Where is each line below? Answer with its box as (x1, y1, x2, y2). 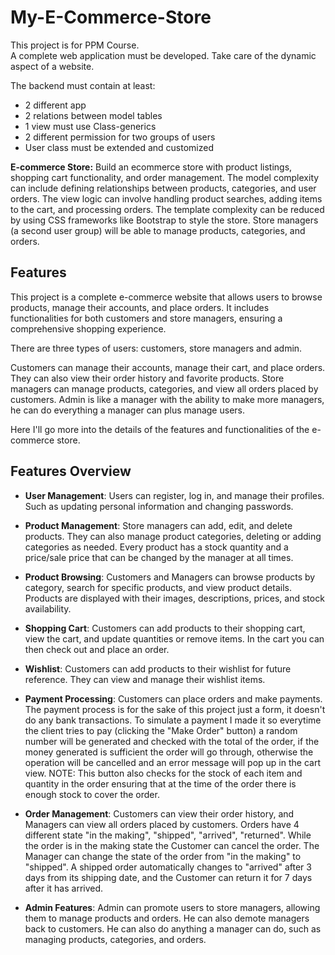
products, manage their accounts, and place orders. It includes (10, 301, 270, 313)
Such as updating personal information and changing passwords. (24, 500, 294, 512)
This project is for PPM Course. (10, 39, 140, 51)
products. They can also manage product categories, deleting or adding (24, 530, 322, 542)
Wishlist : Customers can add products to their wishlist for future (24, 662, 292, 675)
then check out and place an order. (24, 643, 170, 655)
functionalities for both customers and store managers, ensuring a (10, 312, 283, 324)
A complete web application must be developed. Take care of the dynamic (10, 49, 317, 61)
